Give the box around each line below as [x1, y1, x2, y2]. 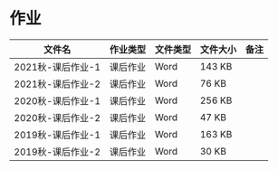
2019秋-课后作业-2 [14, 146, 101, 158]
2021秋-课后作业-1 [14, 61, 101, 73]
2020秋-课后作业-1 [14, 94, 101, 107]
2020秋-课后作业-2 [14, 111, 101, 124]
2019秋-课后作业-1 [14, 128, 101, 141]
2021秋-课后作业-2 [14, 78, 101, 90]
